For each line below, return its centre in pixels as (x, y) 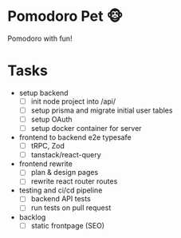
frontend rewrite (45, 164)
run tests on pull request (71, 208)
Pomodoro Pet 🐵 (65, 16)
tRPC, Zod (48, 146)
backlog (32, 217)
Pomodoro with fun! (40, 38)
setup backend (43, 93)
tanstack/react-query (66, 155)
